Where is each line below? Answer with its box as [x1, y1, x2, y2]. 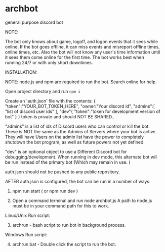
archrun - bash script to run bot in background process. [12, 222, 126, 228]
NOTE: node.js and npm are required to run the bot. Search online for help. [5, 79, 157, 85]
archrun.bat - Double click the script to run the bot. [12, 241, 116, 247]
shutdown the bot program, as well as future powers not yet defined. [5, 139, 145, 145]
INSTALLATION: [5, 69, 38, 75]
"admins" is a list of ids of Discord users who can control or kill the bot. [5, 123, 150, 129]
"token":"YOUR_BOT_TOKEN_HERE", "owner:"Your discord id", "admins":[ [5, 103, 155, 109]
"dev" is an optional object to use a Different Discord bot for [5, 149, 127, 154]
